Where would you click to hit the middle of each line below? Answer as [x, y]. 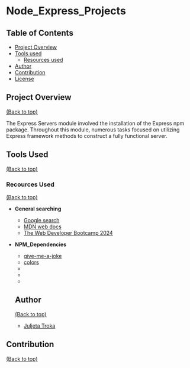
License [24, 79]
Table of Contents [40, 33]
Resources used [43, 60]
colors [31, 262]
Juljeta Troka [39, 326]
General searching [38, 209]
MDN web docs [43, 227]
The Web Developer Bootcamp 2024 [68, 232]
